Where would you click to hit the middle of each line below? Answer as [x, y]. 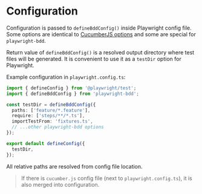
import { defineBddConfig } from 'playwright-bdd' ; [73, 94]
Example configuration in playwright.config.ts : [66, 77]
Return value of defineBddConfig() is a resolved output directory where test [100, 52]
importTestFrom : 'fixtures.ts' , [53, 121]
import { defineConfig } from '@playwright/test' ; [71, 88]
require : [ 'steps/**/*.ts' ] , [48, 116]
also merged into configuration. [60, 184]
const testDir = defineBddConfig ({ [51, 105]
